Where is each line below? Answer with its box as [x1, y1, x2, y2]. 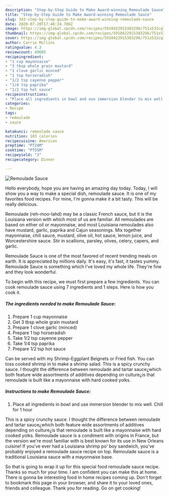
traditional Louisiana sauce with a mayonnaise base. [5, 454, 113, 460]
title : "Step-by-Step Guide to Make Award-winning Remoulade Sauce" [5, 12, 152, 17]
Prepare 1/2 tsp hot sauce [12, 346, 66, 352]
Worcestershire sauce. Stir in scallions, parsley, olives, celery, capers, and [5, 237, 159, 243]
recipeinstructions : [5, 92, 49, 97]
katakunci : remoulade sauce [5, 129, 64, 134]
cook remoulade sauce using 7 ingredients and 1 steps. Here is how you [5, 284, 154, 290]
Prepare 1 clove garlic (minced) [12, 324, 77, 330]
